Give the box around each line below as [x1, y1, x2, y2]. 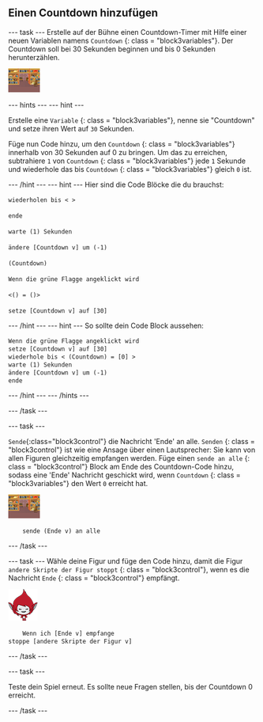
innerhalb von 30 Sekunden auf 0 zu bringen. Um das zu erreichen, [8, 147, 227, 157]
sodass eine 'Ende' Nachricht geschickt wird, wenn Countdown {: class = [8, 470, 241, 480]
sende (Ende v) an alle [22, 526, 101, 535]
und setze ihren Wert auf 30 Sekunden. [8, 123, 135, 133]
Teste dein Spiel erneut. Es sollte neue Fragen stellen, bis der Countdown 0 [8, 682, 253, 691]
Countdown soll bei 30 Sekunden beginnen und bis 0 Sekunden [8, 44, 216, 54]
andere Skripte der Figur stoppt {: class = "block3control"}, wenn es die [8, 564, 250, 574]
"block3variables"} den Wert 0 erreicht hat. [8, 478, 148, 488]
